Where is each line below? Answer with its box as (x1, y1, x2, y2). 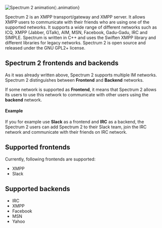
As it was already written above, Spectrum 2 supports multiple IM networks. (5, 72, 157, 78)
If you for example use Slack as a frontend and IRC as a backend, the (5, 119, 144, 125)
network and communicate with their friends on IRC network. (5, 129, 127, 135)
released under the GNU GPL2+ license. (5, 45, 86, 51)
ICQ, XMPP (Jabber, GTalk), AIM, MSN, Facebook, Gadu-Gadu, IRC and (5, 30, 147, 35)
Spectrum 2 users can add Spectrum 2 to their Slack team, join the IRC (5, 124, 147, 130)
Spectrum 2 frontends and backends (5, 59, 119, 68)
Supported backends (5, 185, 71, 193)
